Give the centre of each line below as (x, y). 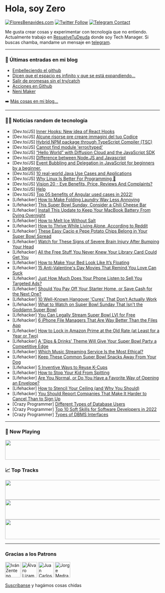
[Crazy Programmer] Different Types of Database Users (69, 404)
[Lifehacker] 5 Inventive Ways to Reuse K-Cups (60, 367)
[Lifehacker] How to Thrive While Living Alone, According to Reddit (80, 225)
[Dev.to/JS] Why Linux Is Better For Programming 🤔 (64, 179)
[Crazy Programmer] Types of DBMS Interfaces (60, 414)
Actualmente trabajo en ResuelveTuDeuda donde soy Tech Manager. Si (77, 37)
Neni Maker (24, 91)
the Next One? (27, 294)
